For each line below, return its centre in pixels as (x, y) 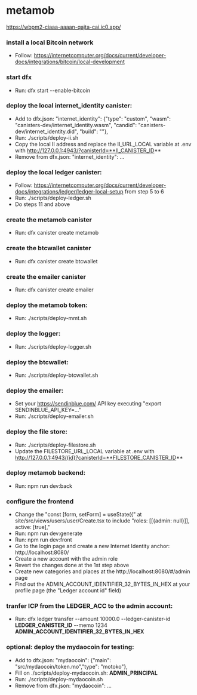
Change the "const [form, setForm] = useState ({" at (78, 515)
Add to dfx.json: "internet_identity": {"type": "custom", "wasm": (93, 119)
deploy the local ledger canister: (54, 172)
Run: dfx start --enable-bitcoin (53, 90)
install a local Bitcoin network (50, 42)
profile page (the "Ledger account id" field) (68, 591)
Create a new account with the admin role (66, 559)
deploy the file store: (37, 432)
